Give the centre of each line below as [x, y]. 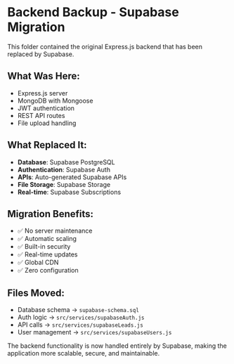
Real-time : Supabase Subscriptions [69, 192]
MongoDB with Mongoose [55, 100]
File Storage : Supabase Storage [64, 184]
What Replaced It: [47, 145]
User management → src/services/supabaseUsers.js [95, 332]
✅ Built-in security [44, 247]
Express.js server [43, 93]
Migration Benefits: [50, 214]
